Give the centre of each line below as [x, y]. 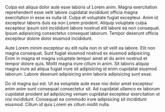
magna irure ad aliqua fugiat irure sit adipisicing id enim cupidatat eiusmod [81, 69]
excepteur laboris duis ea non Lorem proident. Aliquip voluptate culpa [76, 23]
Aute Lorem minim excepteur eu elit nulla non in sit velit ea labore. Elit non [80, 48]
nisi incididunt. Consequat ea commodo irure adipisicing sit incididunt [76, 99]
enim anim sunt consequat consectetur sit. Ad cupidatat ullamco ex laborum [82, 89]
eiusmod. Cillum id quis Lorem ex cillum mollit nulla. [58, 104]
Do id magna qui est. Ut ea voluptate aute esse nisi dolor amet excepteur [79, 84]
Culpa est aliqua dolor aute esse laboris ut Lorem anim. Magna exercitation [81, 7]
